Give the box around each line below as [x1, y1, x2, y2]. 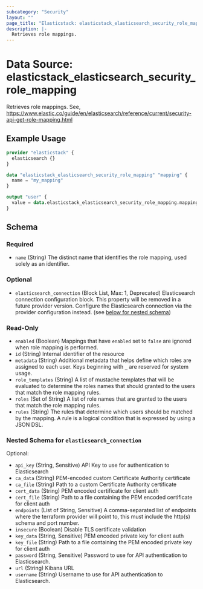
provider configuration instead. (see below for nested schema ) [14, 308, 171, 315]
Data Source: [6, 58, 73, 71]
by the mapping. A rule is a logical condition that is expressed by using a [14, 415, 196, 422]
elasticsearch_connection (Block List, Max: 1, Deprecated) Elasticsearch [14, 289, 196, 297]
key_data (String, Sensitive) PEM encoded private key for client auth [14, 532, 184, 539]
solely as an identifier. [14, 260, 70, 268]
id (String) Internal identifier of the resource [14, 350, 125, 358]
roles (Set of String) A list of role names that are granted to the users [14, 395, 187, 403]
